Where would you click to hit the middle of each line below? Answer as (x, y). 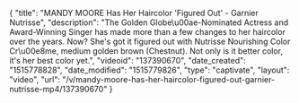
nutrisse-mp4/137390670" (58, 89)
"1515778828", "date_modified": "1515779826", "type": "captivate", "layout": (149, 70)
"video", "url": (35, 79)
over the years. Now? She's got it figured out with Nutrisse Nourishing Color (150, 41)
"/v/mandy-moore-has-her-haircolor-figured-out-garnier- (169, 79)
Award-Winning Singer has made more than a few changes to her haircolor (147, 32)
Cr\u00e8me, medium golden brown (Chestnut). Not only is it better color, (146, 51)
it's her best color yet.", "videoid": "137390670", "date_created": (128, 60)
